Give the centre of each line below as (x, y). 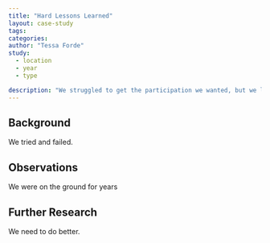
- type (27, 76)
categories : (28, 38)
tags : (17, 31)
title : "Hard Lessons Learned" (61, 16)
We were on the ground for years (63, 187)
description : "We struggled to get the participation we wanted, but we (133, 90)
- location (34, 61)
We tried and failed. (41, 142)
